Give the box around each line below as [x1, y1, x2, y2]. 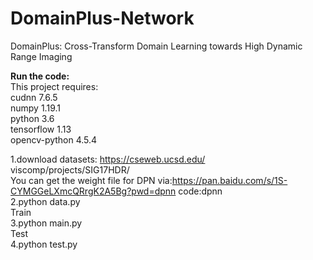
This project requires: [10, 80, 99, 92]
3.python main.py [10, 217, 83, 229]
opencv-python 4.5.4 [10, 133, 98, 146]
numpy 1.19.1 [10, 102, 61, 114]
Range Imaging [10, 50, 73, 62]
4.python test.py [10, 238, 78, 250]
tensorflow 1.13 [10, 123, 72, 135]
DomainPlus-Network [10, 7, 195, 30]
